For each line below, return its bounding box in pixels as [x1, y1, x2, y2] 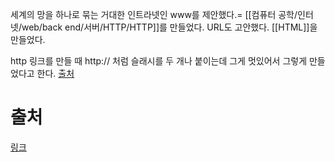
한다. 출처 [36, 68, 75, 79]
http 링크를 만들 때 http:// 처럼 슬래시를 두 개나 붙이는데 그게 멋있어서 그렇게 [10, 55, 308, 67]
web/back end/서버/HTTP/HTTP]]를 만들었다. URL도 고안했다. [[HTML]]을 [21, 21, 318, 33]
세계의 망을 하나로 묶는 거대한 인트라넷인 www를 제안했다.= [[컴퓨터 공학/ [10, 9, 298, 20]
